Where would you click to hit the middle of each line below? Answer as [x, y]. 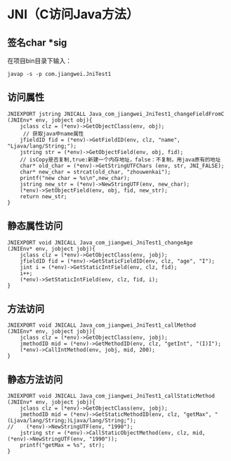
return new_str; [44, 196]
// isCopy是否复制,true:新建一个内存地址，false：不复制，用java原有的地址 [120, 160]
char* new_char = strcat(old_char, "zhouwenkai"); [95, 172]
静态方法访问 [35, 379]
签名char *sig [37, 43]
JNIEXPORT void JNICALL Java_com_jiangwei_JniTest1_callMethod [102, 325]
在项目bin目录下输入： [40, 61]
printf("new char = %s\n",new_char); [75, 178]
